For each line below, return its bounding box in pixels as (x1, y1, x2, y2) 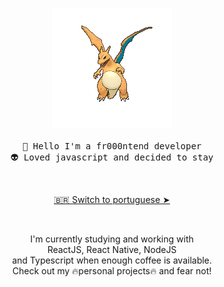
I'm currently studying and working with (30, 233, 194, 245)
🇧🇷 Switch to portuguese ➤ (53, 194, 171, 205)
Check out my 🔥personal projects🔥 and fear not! (12, 265, 212, 277)
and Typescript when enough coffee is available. (12, 254, 212, 266)
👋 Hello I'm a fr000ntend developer (22, 141, 202, 152)
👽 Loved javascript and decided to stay (10, 152, 214, 163)
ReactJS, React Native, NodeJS (47, 244, 177, 255)
